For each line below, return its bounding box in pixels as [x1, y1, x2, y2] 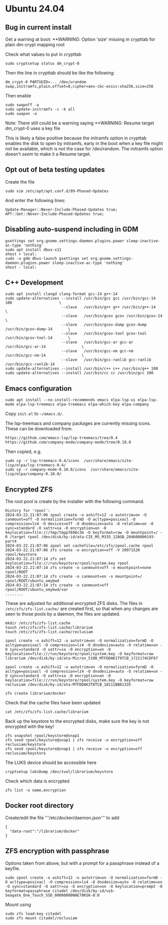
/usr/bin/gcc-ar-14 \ [5, 344, 84, 349]
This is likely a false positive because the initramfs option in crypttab [5, 135, 147, 141]
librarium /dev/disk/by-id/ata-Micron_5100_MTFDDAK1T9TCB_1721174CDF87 [5, 656, 158, 661]
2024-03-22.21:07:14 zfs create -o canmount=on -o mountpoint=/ [5, 574, 142, 579]
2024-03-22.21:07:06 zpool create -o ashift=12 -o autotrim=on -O [5, 513, 147, 518]
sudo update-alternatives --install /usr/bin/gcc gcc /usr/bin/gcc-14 [5, 296, 156, 301]
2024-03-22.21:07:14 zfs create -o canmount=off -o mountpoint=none [5, 565, 151, 570]
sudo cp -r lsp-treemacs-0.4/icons [5, 458, 80, 464]
